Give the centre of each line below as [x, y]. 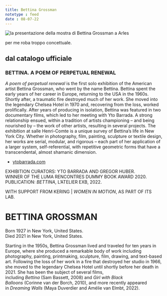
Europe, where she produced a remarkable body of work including [74, 251]
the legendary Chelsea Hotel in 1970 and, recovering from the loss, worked [82, 104]
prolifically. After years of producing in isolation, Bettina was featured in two [83, 110]
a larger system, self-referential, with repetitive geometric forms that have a [83, 147]
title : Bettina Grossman [31, 10]
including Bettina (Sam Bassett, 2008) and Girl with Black [64, 277]
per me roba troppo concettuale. [39, 43]
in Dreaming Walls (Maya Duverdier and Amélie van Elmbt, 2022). [73, 288]
